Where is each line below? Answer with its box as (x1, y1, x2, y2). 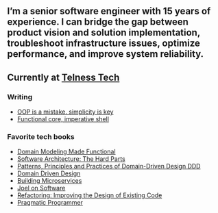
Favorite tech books (7, 132, 75, 141)
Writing (7, 92, 33, 101)
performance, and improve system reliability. (7, 48, 204, 60)
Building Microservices (16, 177, 82, 185)
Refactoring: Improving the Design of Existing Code (16, 191, 162, 199)
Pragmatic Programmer (16, 199, 84, 207)
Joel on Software (16, 184, 66, 192)
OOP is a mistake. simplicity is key (16, 108, 114, 116)
